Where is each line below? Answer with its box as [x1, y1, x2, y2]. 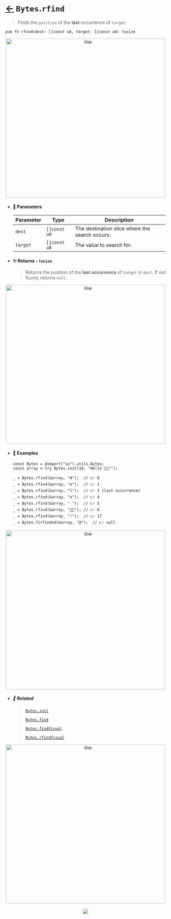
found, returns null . [25, 275, 67, 281]
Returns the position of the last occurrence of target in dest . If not [25, 269, 166, 275]
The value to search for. [75, 242, 132, 249]
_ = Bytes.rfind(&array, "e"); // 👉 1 [12, 482, 100, 487]
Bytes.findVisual [25, 726, 63, 731]
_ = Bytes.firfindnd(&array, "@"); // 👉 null [12, 520, 116, 525]
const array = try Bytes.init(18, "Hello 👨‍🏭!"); [12, 466, 118, 471]
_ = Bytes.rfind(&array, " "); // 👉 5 [12, 500, 100, 506]
